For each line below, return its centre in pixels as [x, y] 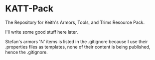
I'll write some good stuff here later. [42, 32]
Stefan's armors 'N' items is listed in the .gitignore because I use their [77, 41]
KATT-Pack [29, 9]
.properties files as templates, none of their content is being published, [78, 47]
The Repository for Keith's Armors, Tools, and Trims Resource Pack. [75, 22]
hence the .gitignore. [27, 52]
